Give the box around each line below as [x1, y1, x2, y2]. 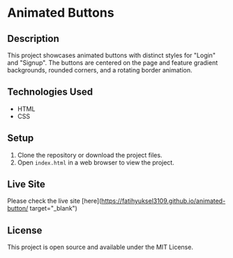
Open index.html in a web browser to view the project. [17, 158, 174, 167]
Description [7, 33, 59, 45]
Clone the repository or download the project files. [17, 151, 163, 159]
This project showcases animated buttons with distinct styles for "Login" [7, 51, 216, 59]
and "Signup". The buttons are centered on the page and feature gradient [7, 59, 218, 67]
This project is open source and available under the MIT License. [7, 243, 194, 252]
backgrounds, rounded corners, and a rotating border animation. [7, 66, 193, 74]
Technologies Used [7, 86, 93, 98]
